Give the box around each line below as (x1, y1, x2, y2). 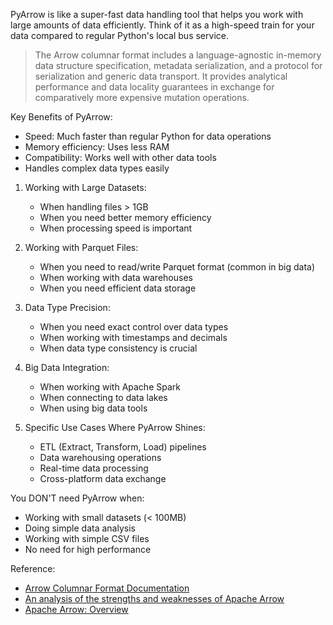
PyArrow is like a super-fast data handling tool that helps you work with (10, 9, 304, 20)
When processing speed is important (39, 222, 193, 234)
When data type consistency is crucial (39, 342, 198, 354)
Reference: (10, 563, 56, 574)
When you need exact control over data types (39, 321, 229, 333)
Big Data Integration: (24, 362, 110, 373)
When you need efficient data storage (39, 282, 197, 294)
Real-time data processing (39, 462, 149, 474)
